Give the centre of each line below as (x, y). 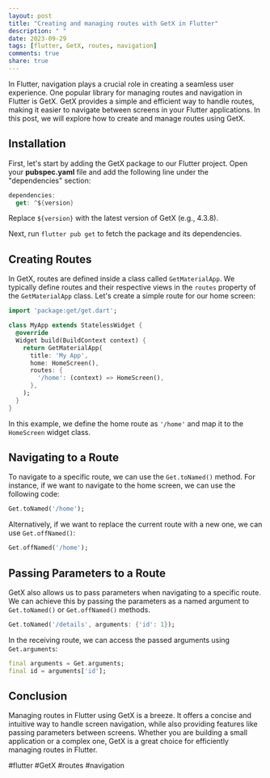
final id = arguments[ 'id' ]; (57, 671)
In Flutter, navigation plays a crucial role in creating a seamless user (121, 84)
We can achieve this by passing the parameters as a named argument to (129, 601)
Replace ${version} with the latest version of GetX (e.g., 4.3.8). (114, 218)
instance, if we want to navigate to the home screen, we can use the (122, 485)
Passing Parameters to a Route (87, 573)
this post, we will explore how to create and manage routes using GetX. (127, 118)
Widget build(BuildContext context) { (81, 340)
